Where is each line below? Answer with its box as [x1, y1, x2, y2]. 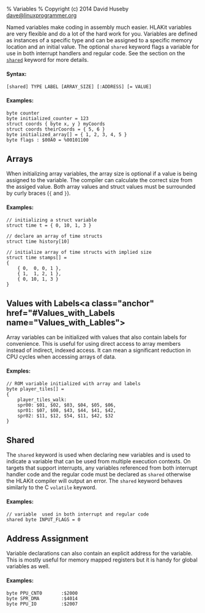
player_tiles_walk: [17, 397, 67, 403]
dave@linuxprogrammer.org [6, 12, 77, 19]
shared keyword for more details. [6, 56, 89, 63]
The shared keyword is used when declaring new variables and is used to [6, 451, 191, 459]
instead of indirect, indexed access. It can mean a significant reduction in [6, 346, 191, 354]
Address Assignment [6, 533, 89, 544]
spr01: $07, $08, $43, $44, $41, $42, [17, 408, 116, 414]
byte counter [6, 110, 40, 116]
